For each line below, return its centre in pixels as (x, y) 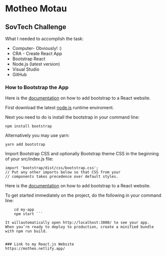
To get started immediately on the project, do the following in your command (83, 195)
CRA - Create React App (37, 53)
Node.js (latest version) (36, 64)
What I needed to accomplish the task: (44, 39)
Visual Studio (26, 69)
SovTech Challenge (36, 27)
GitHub (20, 74)
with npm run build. (27, 231)
